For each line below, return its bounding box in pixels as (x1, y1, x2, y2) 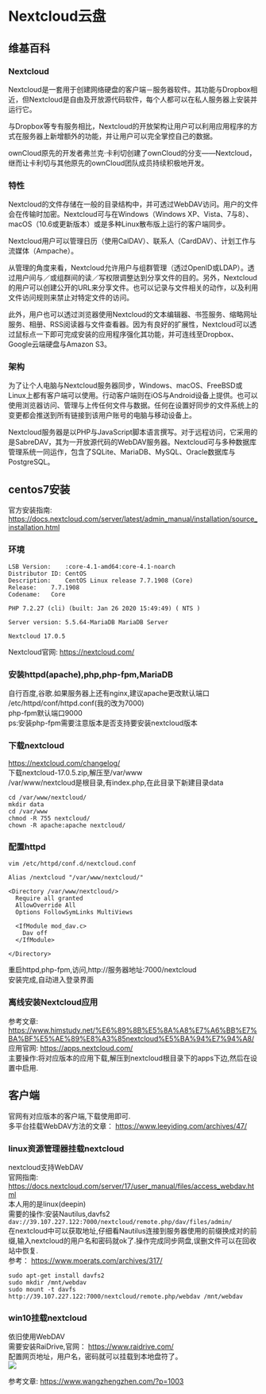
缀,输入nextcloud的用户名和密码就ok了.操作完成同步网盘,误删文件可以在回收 (8, 1236, 256, 1245)
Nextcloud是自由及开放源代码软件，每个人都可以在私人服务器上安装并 (29, 95, 258, 104)
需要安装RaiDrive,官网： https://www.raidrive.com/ (8, 1342, 175, 1351)
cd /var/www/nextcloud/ (8, 794, 87, 802)
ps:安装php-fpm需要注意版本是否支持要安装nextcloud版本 (8, 718, 198, 728)
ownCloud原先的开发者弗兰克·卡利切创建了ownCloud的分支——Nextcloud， (8, 148, 256, 157)
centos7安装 (8, 482, 71, 496)
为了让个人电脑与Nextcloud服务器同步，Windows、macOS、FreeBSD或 (8, 380, 243, 390)
